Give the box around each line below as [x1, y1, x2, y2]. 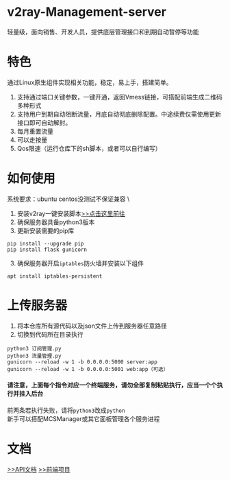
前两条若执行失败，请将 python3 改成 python [7, 406, 125, 414]
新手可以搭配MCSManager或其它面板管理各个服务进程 [7, 414, 160, 422]
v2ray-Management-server [7, 4, 166, 20]
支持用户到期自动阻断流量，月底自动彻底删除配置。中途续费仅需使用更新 [16, 110, 221, 118]
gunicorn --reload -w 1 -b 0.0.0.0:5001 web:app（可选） [7, 365, 169, 372]
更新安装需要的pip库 [16, 226, 75, 235]
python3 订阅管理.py [7, 345, 62, 352]
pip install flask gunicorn [7, 246, 88, 253]
